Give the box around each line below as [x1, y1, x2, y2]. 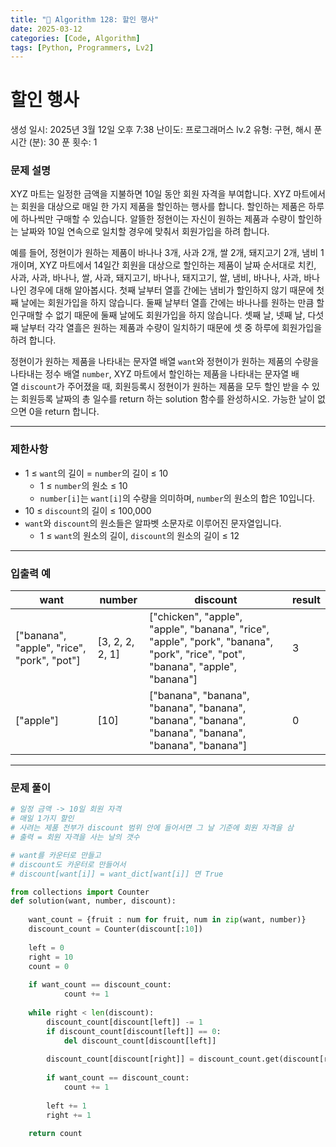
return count [28, 1129, 83, 1139]
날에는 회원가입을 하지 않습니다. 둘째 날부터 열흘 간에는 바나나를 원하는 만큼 [20, 297, 315, 309]
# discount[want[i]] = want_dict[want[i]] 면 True [10, 869, 224, 879]
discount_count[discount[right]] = [46, 1054, 195, 1065]
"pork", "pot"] [15, 654, 81, 668]
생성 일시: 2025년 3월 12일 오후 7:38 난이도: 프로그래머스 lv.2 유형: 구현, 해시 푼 [10, 124, 323, 136]
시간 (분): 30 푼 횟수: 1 [10, 136, 98, 148]
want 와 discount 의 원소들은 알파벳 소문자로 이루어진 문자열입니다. [24, 517, 282, 529]
